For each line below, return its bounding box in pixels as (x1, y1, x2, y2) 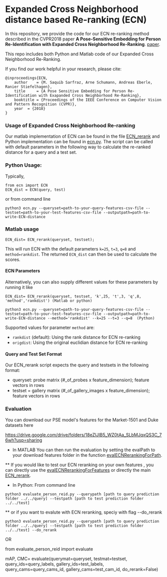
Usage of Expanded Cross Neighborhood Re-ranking (5, 122, 136, 129)
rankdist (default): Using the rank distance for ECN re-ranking (12, 334, 141, 340)
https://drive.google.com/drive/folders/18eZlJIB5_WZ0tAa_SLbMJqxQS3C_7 (5, 432, 162, 438)
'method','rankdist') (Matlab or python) (5, 298, 93, 303)
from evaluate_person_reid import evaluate (5, 546, 93, 552)
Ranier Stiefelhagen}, (5, 84, 52, 89)
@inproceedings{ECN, (5, 75, 48, 80)
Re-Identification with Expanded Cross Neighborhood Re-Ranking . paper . (5, 41, 161, 47)
